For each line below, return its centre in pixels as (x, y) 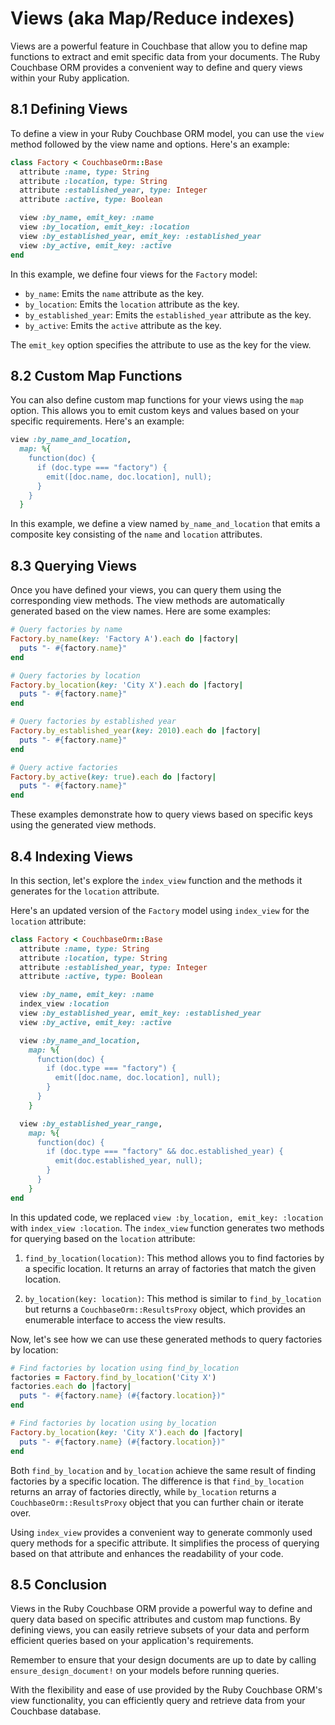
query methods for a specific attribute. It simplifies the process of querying (165, 1543)
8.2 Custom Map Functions (96, 375)
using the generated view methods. (83, 825)
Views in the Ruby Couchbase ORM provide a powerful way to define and (161, 1609)
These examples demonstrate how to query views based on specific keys (161, 814)
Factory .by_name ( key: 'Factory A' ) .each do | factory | (125, 639)
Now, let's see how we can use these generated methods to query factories (166, 1339)
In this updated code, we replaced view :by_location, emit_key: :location (167, 1217)
